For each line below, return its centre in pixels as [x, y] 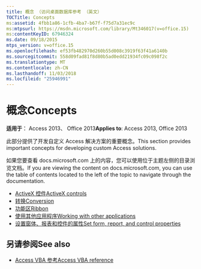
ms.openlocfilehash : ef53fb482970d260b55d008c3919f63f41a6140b [87, 51]
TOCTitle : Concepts [31, 17]
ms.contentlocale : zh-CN [37, 68]
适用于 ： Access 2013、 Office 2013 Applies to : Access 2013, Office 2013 [97, 128]
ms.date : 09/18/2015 [32, 40]
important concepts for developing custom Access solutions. [82, 148]
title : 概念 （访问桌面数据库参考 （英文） [54, 12]
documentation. [26, 181]
